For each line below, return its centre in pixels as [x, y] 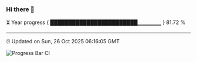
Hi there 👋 [21, 9]
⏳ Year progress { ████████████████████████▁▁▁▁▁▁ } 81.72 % [96, 22]
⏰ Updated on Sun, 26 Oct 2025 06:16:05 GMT [63, 42]
